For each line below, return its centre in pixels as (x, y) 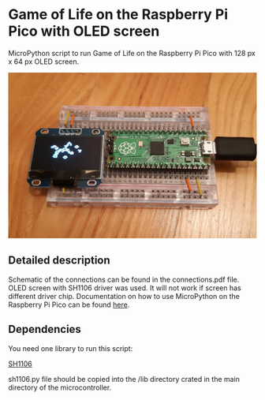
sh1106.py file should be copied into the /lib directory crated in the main (124, 379)
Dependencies (45, 329)
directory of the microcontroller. (60, 387)
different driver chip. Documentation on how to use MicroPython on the (124, 296)
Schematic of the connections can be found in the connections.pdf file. (124, 279)
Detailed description (59, 261)
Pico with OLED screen (84, 31)
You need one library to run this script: (71, 348)
